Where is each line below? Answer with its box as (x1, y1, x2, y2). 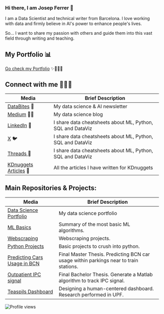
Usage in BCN (7, 260, 40, 266)
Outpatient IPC (7, 271, 41, 278)
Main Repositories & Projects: (5, 184, 97, 193)
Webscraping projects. (58, 235, 111, 242)
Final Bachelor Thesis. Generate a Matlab (58, 271, 153, 278)
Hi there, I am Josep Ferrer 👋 (5, 4, 74, 11)
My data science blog (53, 111, 103, 118)
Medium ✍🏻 (7, 111, 34, 118)
